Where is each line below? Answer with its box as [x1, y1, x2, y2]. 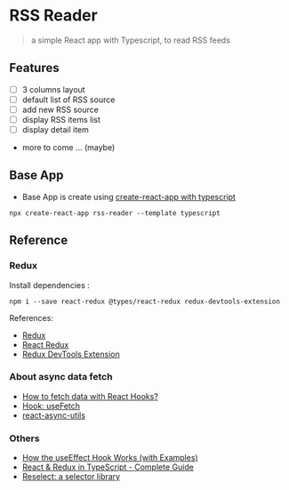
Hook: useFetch [21, 400, 81, 411]
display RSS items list [21, 114, 100, 125]
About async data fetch [9, 371, 113, 383]
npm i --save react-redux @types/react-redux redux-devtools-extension [9, 297, 280, 306]
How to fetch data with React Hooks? [21, 390, 158, 401]
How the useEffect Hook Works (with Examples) [21, 453, 198, 463]
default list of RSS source [21, 94, 116, 105]
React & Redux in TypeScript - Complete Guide [21, 462, 194, 472]
